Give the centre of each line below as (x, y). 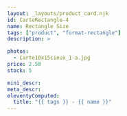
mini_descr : (24, 83)
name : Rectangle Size (38, 26)
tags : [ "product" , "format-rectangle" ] (64, 33)
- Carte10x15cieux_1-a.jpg (52, 58)
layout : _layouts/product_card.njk (58, 13)
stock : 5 (20, 70)
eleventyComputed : (33, 96)
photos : (18, 51)
